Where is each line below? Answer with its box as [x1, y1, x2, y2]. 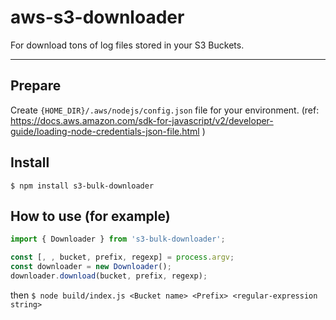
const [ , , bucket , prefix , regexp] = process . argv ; [10, 252, 235, 263]
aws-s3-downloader [10, 6, 185, 29]
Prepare [10, 77, 62, 95]
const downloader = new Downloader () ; [10, 262, 172, 272]
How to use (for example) [10, 207, 171, 225]
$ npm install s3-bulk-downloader [10, 181, 155, 191]
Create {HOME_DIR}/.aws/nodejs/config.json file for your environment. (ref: [10, 104, 320, 116]
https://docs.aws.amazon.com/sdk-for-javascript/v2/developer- [10, 114, 274, 126]
